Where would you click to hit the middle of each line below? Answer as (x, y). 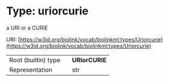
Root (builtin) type (35, 60)
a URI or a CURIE (27, 28)
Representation (31, 69)
